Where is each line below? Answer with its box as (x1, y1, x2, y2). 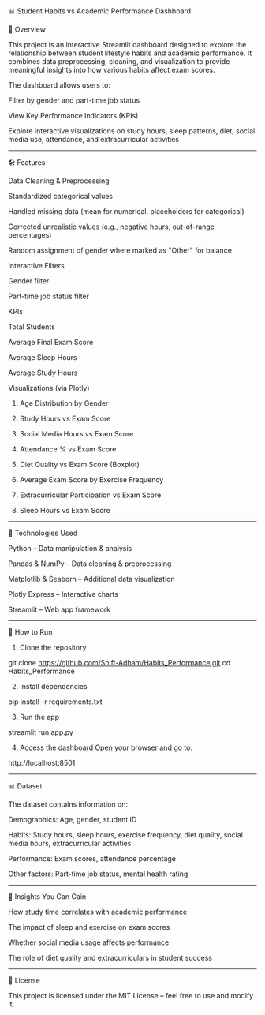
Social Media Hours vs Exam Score (19, 429, 134, 438)
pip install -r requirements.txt (8, 697, 103, 706)
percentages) (8, 230, 52, 239)
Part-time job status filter (8, 291, 89, 301)
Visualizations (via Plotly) (8, 384, 90, 392)
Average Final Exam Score (8, 338, 94, 346)
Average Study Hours (8, 368, 78, 377)
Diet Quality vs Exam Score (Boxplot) (19, 460, 140, 469)
